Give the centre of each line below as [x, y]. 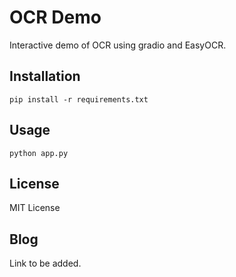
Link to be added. [45, 263]
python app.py [39, 153]
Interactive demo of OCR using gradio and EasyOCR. [118, 45]
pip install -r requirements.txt [79, 99]
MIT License [35, 208]
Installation [45, 76]
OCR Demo [55, 17]
